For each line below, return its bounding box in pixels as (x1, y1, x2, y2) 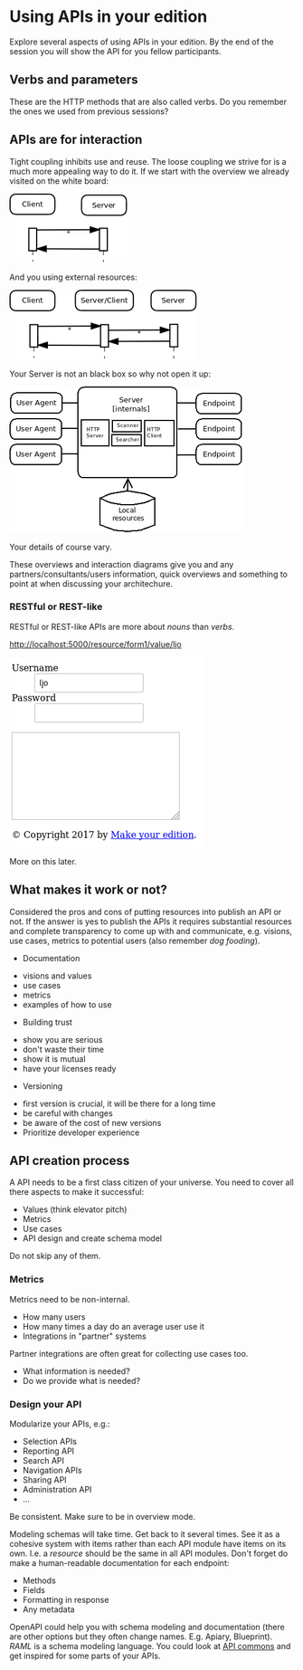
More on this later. (9, 855, 77, 866)
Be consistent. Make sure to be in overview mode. (9, 1512, 196, 1522)
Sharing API (22, 1474, 67, 1485)
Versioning (22, 1080, 63, 1092)
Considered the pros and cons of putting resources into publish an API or (9, 906, 282, 917)
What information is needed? (22, 1365, 131, 1377)
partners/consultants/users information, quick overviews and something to (9, 568, 288, 579)
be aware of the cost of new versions (22, 1117, 162, 1128)
